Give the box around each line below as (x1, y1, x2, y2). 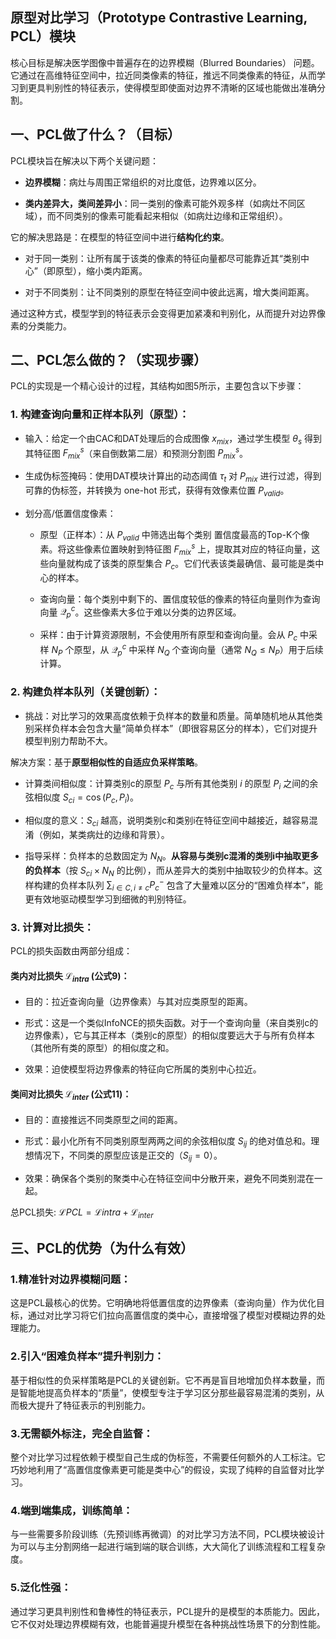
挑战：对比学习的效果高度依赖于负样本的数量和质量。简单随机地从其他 (24, 709, 315, 722)
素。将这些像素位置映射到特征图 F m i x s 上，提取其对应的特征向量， (39, 541, 312, 557)
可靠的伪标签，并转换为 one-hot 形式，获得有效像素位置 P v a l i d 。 (24, 484, 290, 498)
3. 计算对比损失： (10, 920, 95, 934)
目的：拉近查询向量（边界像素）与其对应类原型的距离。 (24, 996, 253, 1008)
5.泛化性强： (10, 1581, 72, 1595)
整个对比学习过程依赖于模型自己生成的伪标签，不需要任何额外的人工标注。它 (10, 1451, 326, 1463)
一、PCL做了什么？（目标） (10, 126, 182, 143)
